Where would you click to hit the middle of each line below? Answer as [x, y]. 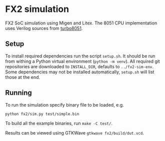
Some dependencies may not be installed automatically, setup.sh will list [80, 72]
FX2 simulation [37, 9]
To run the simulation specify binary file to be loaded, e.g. [64, 105]
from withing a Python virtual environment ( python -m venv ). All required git [82, 61]
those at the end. [23, 77]
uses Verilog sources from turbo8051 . [44, 28]
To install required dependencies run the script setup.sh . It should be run [80, 56]
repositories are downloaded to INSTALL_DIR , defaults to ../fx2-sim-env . [79, 66]
